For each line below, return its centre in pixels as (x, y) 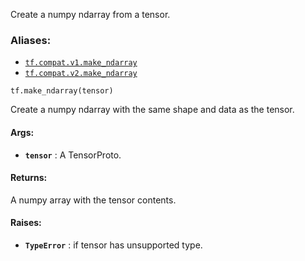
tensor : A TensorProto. (73, 155)
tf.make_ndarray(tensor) (62, 91)
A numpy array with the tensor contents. (93, 200)
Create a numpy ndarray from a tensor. (90, 14)
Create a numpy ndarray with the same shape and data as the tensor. (152, 110)
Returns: (29, 178)
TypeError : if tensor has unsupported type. (113, 245)
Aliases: (31, 40)
